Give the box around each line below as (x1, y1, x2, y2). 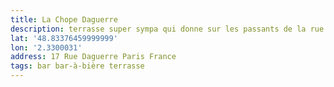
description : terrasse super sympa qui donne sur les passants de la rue (10, 24, 325, 34)
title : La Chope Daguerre (10, 14, 118, 25)
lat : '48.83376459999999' (10, 33, 118, 43)
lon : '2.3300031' (10, 42, 83, 53)
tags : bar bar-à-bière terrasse (10, 61, 145, 71)
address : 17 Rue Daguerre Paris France (10, 52, 177, 62)
